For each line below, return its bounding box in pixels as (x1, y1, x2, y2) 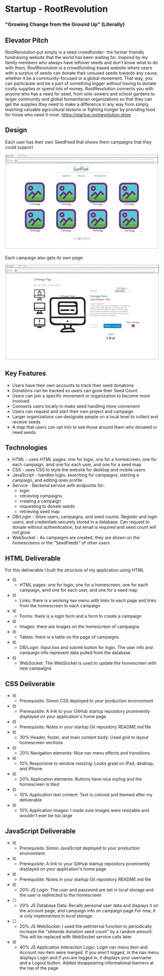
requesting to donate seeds (19, 503, 75, 509)
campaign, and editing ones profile (12, 477, 82, 483)
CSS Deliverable (5, 679, 55, 688)
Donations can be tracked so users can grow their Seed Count (12, 387, 138, 393)
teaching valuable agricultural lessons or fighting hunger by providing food (5, 107, 155, 112)
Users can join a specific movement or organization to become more (12, 393, 150, 399)
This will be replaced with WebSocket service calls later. (19, 934, 133, 940)
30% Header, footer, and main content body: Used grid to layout (19, 734, 149, 740)
